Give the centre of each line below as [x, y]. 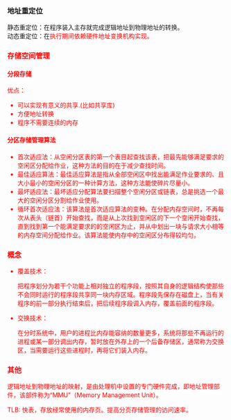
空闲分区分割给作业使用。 [66, 200]
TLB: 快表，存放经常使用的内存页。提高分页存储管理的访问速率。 [100, 410]
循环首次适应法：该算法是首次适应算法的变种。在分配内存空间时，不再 [118, 209]
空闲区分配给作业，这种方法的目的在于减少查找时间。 [93, 165]
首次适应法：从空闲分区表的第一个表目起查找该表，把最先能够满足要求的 [120, 156]
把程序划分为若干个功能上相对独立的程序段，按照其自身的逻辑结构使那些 [120, 286]
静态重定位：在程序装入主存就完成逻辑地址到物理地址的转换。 [95, 27]
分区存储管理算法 [32, 140]
